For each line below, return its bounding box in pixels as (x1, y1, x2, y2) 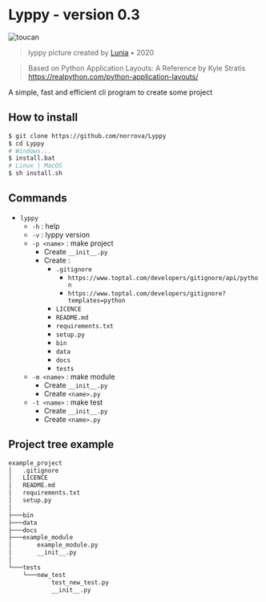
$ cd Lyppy (8, 139, 45, 148)
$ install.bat (8, 154, 56, 162)
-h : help (31, 221, 60, 230)
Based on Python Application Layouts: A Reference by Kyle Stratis (27, 63, 246, 73)
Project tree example (8, 437, 115, 451)
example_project (8, 459, 62, 467)
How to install (8, 111, 79, 124)
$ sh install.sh (8, 169, 62, 177)
